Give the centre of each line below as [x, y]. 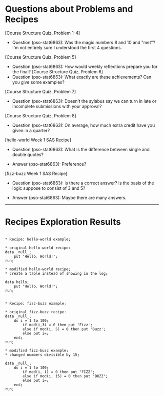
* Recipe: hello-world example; [38, 239]
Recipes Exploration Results [63, 222]
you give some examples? [38, 82]
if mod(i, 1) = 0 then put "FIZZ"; [59, 372]
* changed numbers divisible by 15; [42, 355]
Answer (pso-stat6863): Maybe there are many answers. [69, 198]
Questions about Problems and [69, 9]
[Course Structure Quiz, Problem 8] [41, 115]
